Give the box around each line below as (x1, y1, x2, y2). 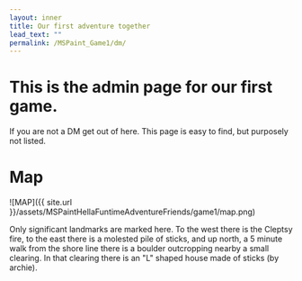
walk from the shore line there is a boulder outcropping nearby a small (9, 243, 270, 254)
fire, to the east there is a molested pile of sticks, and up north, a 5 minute (9, 233, 283, 244)
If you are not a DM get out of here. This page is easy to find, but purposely (9, 126, 289, 137)
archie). (9, 262, 38, 273)
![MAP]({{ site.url (9, 197, 73, 208)
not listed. (9, 136, 47, 147)
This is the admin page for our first (9, 77, 272, 97)
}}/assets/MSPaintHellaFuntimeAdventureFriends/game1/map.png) (9, 206, 256, 217)
